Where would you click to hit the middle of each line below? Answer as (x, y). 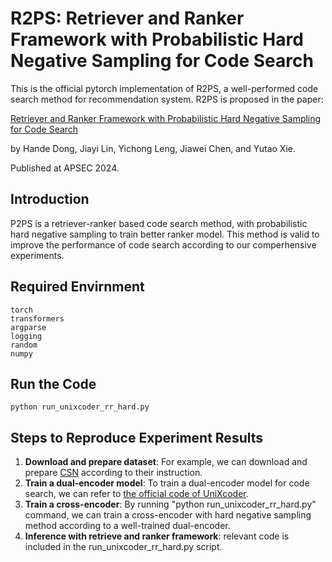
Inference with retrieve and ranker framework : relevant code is (157, 536)
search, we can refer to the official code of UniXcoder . (136, 494)
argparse (28, 327)
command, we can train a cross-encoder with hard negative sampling (168, 515)
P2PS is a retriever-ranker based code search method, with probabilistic (159, 223)
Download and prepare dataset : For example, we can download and (166, 462)
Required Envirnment (77, 287)
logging (26, 336)
